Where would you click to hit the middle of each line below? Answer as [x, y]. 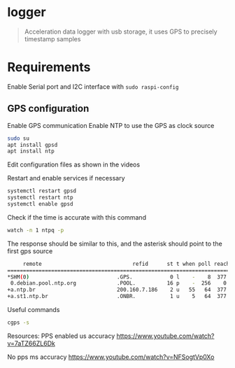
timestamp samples [52, 38]
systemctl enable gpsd [40, 204]
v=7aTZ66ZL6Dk [31, 343]
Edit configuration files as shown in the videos [74, 164]
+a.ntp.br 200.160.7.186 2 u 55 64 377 [117, 290]
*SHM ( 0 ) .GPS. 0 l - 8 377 [117, 277]
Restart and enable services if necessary [66, 178]
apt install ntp [31, 151]
